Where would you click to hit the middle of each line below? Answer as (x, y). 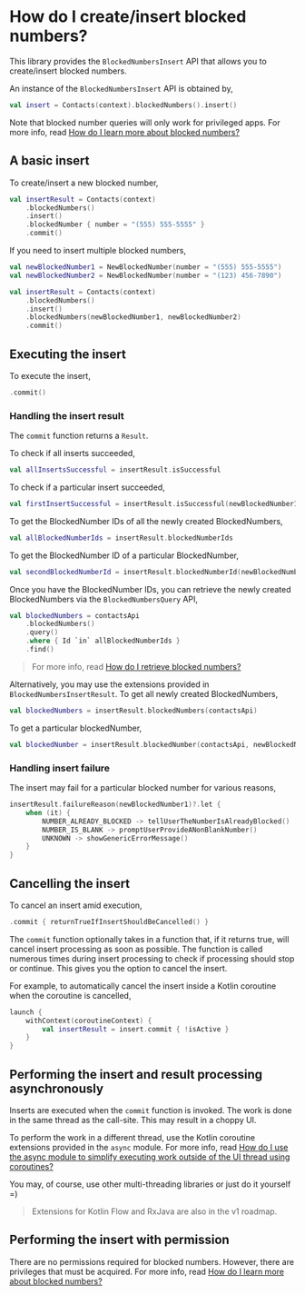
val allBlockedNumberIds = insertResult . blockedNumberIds (121, 538)
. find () (40, 650)
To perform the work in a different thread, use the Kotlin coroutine (133, 1138)
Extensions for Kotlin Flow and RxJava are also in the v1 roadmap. (154, 1211)
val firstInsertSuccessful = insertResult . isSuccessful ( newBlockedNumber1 (154, 503)
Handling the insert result (67, 415)
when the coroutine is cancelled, (70, 995)
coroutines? (32, 1167)
